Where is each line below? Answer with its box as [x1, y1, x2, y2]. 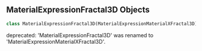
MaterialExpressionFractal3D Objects [6, 5, 150, 15]
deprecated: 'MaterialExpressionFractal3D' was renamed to [6, 31, 154, 38]
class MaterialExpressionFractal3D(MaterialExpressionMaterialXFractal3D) [6, 20, 198, 26]
